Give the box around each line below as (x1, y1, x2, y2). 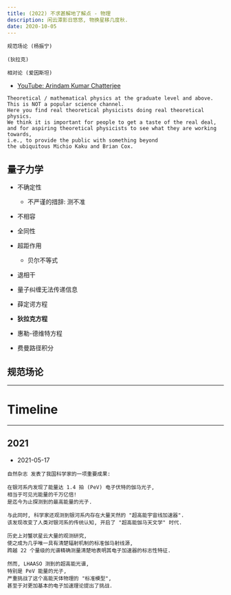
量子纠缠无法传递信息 (16, 285, 78, 294)
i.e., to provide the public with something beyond (7, 137, 158, 144)
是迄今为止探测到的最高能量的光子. (7, 498, 93, 506)
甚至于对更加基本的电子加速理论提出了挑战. (7, 582, 113, 589)
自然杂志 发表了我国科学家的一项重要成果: (7, 470, 111, 477)
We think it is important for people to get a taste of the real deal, (7, 119, 217, 126)
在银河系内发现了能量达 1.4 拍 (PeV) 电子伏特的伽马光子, (7, 484, 155, 490)
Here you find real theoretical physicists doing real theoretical (7, 107, 205, 114)
